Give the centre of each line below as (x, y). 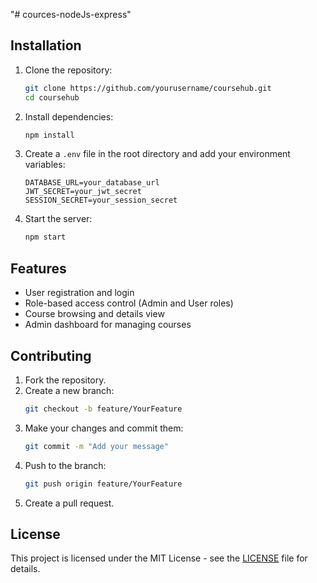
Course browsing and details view (94, 314)
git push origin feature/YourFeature (103, 484)
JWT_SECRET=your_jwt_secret (83, 192)
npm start (45, 237)
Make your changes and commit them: (104, 428)
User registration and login (79, 293)
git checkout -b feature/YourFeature (103, 409)
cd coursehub (52, 97)
